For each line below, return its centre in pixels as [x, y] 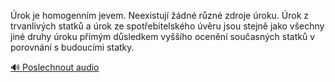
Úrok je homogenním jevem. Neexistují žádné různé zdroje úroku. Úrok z [160, 15]
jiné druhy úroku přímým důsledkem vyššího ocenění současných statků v [163, 36]
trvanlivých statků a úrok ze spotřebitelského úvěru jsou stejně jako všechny [167, 26]
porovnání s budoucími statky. [72, 47]
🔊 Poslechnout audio [55, 67]
